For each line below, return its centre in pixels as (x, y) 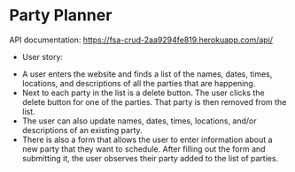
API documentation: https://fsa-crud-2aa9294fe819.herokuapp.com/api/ (141, 40)
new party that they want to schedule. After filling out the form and (144, 149)
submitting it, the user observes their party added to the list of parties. (150, 158)
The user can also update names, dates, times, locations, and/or (139, 121)
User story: (43, 56)
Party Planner (61, 15)
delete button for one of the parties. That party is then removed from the (154, 101)
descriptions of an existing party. (82, 130)
